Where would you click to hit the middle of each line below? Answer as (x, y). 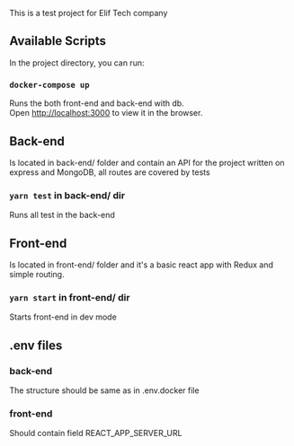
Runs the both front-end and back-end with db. (97, 103)
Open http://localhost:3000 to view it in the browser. (106, 113)
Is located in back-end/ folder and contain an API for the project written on (147, 162)
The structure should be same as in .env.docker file (104, 390)
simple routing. (37, 275)
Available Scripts (58, 41)
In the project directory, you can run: (77, 63)
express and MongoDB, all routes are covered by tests (110, 172)
